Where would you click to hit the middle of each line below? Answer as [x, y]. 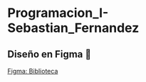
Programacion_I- [58, 13]
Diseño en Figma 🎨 [49, 54]
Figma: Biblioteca [33, 71]
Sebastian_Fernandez [73, 28]
